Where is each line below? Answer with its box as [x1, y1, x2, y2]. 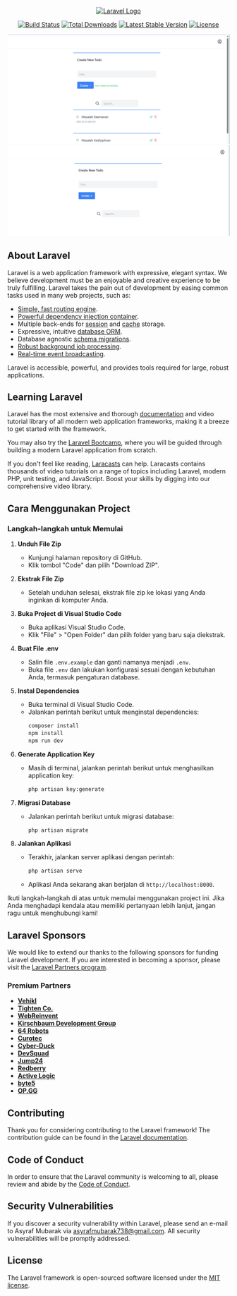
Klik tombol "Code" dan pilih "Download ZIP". [28, 561, 160, 569]
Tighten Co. [17, 1004, 54, 1012]
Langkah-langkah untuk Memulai [7, 523, 123, 533]
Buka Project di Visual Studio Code [17, 610, 122, 618]
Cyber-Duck [17, 1041, 55, 1050]
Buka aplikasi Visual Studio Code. [28, 623, 126, 631]
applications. [7, 370, 44, 379]
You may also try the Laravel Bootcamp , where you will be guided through [7, 438, 222, 447]
